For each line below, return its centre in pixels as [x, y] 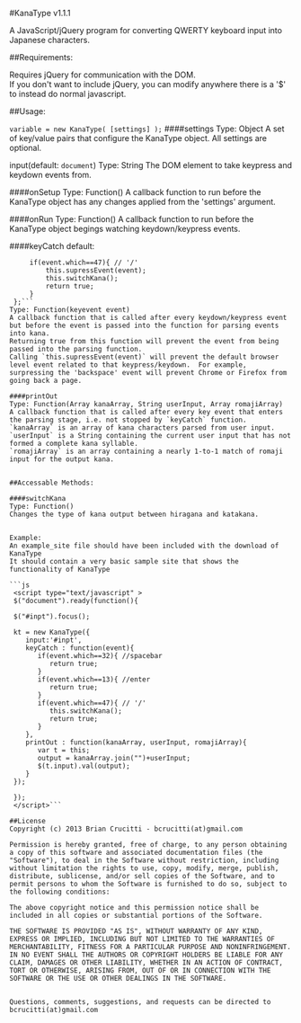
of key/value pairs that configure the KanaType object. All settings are [138, 138]
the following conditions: [60, 892]
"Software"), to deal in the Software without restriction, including [144, 860]
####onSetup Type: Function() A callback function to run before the [135, 192]
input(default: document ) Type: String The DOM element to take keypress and [151, 165]
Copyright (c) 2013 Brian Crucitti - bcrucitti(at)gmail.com [126, 829]
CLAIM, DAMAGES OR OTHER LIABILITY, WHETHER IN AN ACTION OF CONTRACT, [146, 963]
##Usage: [28, 111]
